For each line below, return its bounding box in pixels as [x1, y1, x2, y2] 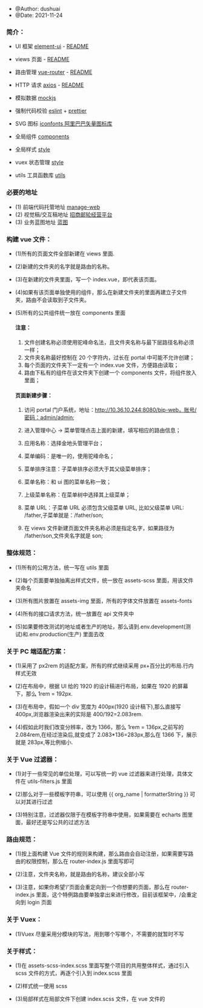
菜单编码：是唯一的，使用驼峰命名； [24, 452, 115, 460]
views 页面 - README [15, 56, 70, 63]
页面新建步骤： [15, 391, 53, 399]
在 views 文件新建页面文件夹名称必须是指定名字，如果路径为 [24, 525, 175, 532]
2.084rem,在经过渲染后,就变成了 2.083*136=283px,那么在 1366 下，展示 [15, 731, 198, 738]
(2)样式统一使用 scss [15, 983, 68, 990]
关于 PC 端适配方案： [6, 647, 68, 656]
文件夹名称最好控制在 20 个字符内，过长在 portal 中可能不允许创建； [24, 354, 195, 361]
